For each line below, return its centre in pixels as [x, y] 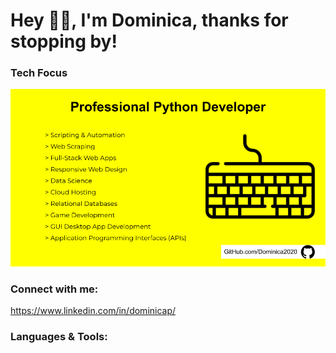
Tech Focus [39, 73]
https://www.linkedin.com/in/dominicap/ [93, 311]
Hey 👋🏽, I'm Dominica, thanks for [149, 20]
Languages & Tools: [59, 337]
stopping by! [64, 41]
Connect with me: [54, 289]
